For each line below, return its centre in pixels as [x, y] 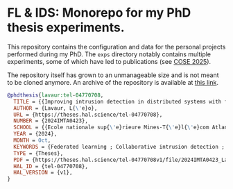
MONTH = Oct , [32, 140]
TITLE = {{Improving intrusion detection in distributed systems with [118, 101]
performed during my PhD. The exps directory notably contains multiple [109, 54]
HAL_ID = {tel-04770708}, [51, 166]
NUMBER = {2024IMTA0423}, [51, 121]
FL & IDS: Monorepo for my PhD [99, 13]
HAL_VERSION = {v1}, [43, 173]
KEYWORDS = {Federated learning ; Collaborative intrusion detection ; [119, 147]
